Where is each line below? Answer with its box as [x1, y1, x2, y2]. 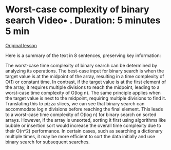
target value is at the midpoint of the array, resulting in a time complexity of [5, 73, 164, 79]
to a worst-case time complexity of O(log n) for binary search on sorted [5, 111, 157, 118]
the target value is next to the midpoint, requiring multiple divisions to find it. [5, 95, 166, 101]
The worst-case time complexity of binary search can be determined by [5, 62, 158, 68]
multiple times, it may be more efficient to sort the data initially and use [5, 133, 156, 139]
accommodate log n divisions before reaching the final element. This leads [5, 106, 163, 112]
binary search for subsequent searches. [5, 139, 90, 145]
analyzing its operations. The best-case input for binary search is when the [5, 68, 164, 74]
